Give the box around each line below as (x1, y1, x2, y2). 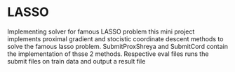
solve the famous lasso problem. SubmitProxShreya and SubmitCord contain (7, 42, 228, 50)
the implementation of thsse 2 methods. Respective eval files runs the (7, 50, 209, 58)
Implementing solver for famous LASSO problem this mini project (7, 27, 195, 36)
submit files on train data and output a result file (7, 57, 146, 65)
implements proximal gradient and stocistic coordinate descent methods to (7, 34, 224, 43)
